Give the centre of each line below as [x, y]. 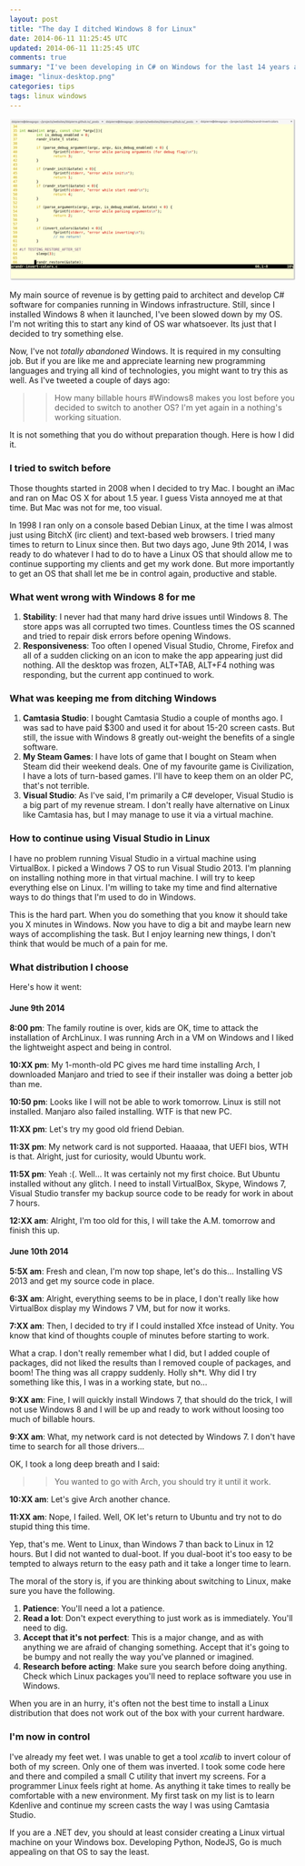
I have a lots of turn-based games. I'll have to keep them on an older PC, [158, 776]
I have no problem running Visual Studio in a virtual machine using [133, 858]
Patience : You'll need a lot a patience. [93, 1609]
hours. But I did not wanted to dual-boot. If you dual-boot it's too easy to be [151, 1554]
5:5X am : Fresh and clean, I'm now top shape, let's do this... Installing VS [146, 1271]
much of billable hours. [52, 1419]
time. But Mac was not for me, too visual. [86, 507]
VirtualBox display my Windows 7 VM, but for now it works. [120, 1308]
